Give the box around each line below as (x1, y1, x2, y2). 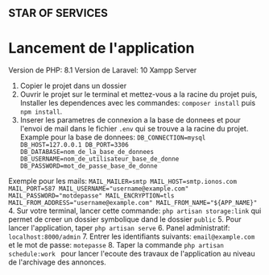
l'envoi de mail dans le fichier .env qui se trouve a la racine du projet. (19, 124, 249, 134)
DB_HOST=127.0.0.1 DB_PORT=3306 (19, 141, 129, 149)
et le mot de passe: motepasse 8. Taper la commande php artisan (8, 240, 224, 250)
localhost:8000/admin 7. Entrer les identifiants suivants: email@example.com (8, 231, 255, 241)
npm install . (19, 106, 63, 116)
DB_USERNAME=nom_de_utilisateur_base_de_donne (19, 155, 180, 164)
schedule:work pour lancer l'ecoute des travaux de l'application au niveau (8, 249, 255, 259)
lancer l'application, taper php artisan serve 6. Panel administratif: (8, 223, 230, 233)
